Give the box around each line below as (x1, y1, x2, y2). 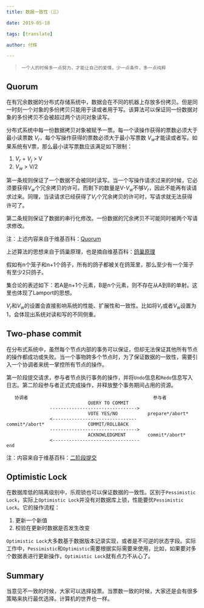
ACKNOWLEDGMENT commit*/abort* (87, 432, 186, 438)
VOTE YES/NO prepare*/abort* (87, 410, 189, 416)
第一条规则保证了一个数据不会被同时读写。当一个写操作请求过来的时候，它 (6, 177, 192, 184)
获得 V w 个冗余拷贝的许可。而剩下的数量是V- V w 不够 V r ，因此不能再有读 (16, 184, 192, 193)
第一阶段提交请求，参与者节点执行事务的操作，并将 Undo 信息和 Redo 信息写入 (6, 373, 193, 381)
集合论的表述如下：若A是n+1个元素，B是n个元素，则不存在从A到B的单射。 (6, 282, 192, 289)
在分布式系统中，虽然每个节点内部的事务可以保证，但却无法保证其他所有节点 (6, 345, 198, 353)
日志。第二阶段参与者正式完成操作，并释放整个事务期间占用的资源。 (6, 381, 177, 389)
